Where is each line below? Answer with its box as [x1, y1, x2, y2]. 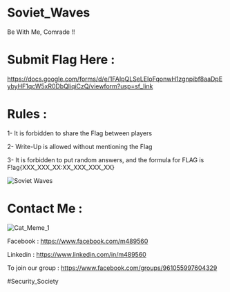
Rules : [7, 106, 47, 122]
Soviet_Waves [7, 5, 90, 21]
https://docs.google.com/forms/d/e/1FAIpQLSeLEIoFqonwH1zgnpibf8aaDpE [7, 75, 223, 83]
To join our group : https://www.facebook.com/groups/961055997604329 [7, 264, 218, 272]
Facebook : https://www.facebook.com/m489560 [7, 237, 148, 245]
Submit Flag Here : [7, 52, 115, 68]
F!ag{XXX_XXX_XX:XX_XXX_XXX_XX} [7, 163, 115, 171]
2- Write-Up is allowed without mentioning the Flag [7, 142, 153, 150]
